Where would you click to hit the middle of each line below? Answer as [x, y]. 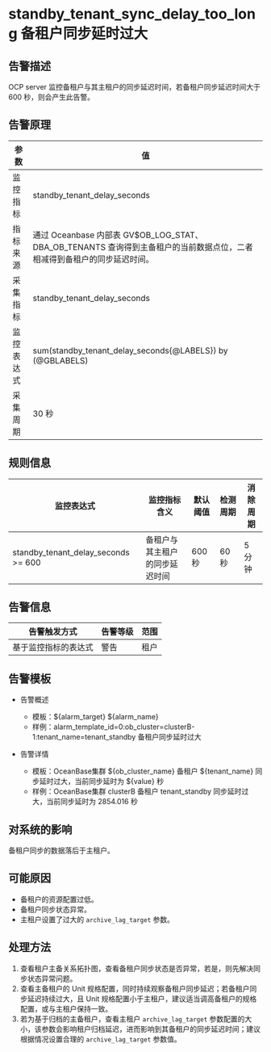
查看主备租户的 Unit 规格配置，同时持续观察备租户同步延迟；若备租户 [135, 988]
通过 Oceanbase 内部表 [77, 235]
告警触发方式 [53, 632]
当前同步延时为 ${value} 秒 [119, 782]
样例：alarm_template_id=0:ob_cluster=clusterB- [113, 727]
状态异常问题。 [52, 979]
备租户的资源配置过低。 [59, 899]
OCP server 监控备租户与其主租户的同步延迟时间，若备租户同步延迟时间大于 [134, 87]
